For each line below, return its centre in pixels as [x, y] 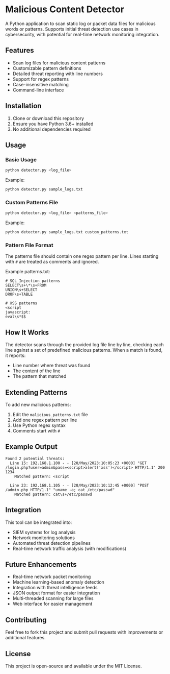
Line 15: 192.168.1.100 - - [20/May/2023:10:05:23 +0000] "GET [78, 463]
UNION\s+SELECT [21, 290]
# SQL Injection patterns [33, 281]
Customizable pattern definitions [47, 68]
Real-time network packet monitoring [52, 577]
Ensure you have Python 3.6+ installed [53, 124]
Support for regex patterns [41, 79]
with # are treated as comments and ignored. [52, 262]
